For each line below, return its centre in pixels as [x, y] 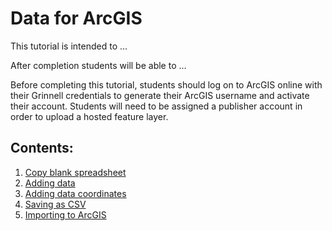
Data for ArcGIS [76, 18]
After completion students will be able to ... [98, 65]
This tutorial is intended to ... [69, 46]
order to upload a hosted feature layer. [89, 116]
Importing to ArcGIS [65, 214]
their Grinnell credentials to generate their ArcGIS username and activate [160, 95]
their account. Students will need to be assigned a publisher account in [156, 106]
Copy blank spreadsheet [75, 172]
